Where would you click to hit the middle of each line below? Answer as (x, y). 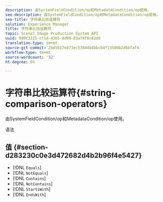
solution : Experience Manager (37, 24)
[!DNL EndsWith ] (29, 194)
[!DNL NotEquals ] (30, 173)
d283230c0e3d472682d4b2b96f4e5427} (74, 155)
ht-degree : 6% (20, 62)
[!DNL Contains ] (29, 178)
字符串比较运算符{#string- (60, 93)
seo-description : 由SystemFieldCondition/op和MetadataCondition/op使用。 (83, 15)
